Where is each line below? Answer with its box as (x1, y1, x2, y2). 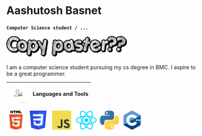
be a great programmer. (6, 70, 66, 77)
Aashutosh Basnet (6, 4, 102, 18)
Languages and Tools (32, 90, 88, 98)
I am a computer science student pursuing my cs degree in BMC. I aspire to (6, 63, 197, 70)
